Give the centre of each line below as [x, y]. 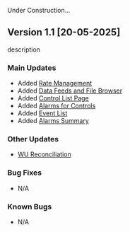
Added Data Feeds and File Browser [70, 91]
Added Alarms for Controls [57, 106]
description [24, 50]
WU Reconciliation [45, 154]
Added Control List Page [53, 98]
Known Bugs [30, 207]
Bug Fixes [25, 173]
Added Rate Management [55, 83]
